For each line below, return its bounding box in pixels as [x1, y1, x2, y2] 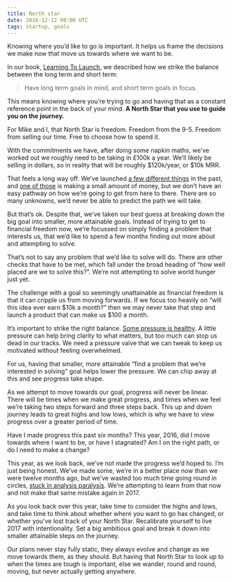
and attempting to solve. [7, 240, 77, 248]
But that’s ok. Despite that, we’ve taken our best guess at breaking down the [7, 210, 225, 219]
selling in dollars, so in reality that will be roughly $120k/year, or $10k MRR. [7, 161, 221, 169]
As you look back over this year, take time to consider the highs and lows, [7, 502, 218, 510]
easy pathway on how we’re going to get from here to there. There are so [7, 189, 216, 198]
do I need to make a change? [7, 446, 90, 454]
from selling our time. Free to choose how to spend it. [7, 133, 160, 141]
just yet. [7, 275, 30, 283]
